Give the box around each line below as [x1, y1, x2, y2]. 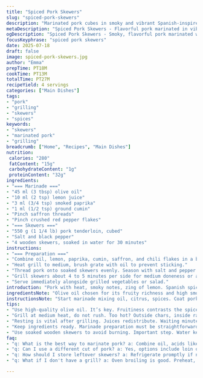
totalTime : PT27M [6, 76, 50, 82]
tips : [6, 301, 20, 307]
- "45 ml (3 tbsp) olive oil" [6, 189, 83, 195]
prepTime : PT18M [6, 65, 47, 71]
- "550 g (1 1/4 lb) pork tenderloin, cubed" [6, 228, 123, 234]
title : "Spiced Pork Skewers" [6, 8, 83, 15]
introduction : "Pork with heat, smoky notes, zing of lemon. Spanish [6, 284, 185, 290]
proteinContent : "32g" [8, 172, 66, 178]
